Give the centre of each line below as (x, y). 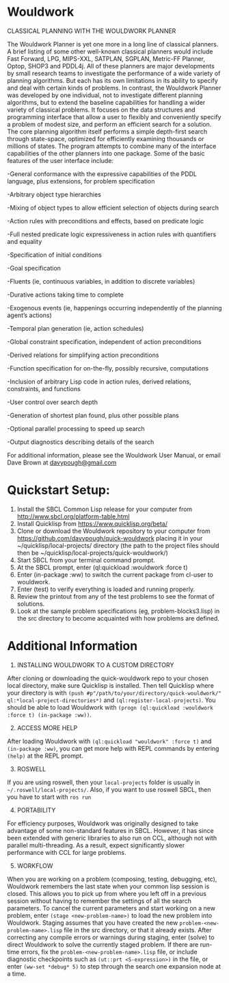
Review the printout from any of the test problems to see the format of (116, 596)
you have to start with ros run (49, 797)
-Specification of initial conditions (55, 255)
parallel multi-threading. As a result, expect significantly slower (96, 845)
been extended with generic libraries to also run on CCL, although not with (112, 838)
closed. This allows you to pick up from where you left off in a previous (107, 893)
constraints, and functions (44, 388)
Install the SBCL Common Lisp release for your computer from (105, 509)
